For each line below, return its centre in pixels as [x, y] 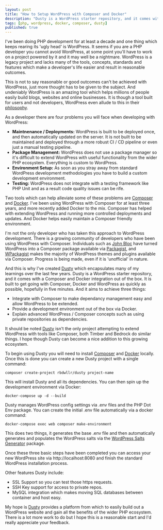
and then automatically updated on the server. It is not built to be [77, 137]
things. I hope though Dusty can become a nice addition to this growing [76, 339]
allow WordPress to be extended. [45, 304]
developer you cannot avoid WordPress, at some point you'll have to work [79, 52]
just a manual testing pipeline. [42, 147]
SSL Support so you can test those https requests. [62, 482]
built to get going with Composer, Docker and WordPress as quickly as [76, 284]
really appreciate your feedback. [38, 523]
